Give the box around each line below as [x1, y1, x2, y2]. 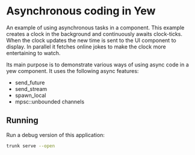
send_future [14, 79, 45, 86]
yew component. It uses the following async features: [6, 67, 139, 74]
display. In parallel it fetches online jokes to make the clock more [6, 43, 167, 50]
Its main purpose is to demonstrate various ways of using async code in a [6, 61, 190, 68]
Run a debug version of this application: [6, 131, 105, 138]
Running [6, 116, 39, 126]
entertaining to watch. [6, 49, 61, 56]
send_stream [14, 85, 48, 92]
